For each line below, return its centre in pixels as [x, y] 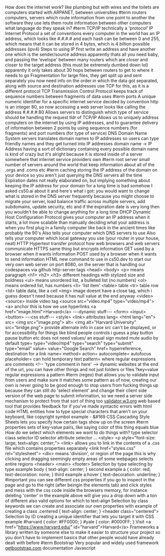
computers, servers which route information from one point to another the [80, 18]
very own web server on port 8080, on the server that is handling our [75, 264]
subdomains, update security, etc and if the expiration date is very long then [82, 207]
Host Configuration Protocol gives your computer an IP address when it [78, 217]
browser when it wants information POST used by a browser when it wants [81, 254]
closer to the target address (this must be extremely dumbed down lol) [77, 65]
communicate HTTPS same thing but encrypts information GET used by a [80, 249]
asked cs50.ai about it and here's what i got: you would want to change [77, 191]
